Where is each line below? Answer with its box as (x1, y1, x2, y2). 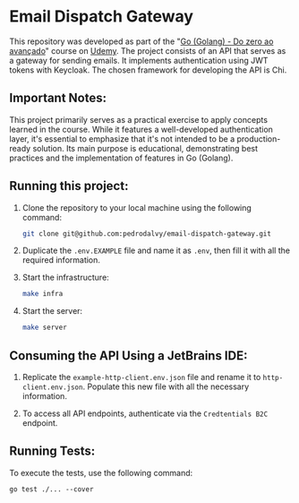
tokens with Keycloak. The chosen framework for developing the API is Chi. (9, 65, 287, 75)
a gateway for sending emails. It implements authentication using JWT (9, 55, 269, 65)
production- (236, 133, 281, 144)
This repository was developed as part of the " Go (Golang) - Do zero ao (9, 36, 274, 47)
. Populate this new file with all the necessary (82, 381, 250, 392)
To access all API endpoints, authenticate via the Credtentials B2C (21, 408, 269, 419)
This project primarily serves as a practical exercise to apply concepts (9, 114, 269, 125)
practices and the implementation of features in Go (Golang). (9, 152, 234, 163)
